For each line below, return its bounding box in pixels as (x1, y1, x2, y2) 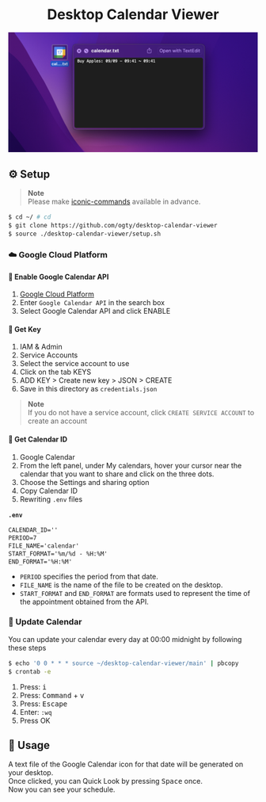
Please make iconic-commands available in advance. (27, 197, 201, 207)
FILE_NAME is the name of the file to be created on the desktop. (19, 580, 223, 590)
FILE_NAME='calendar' (8, 541, 80, 550)
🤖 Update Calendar (8, 617, 82, 628)
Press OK (19, 716, 51, 725)
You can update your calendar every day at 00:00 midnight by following (8, 634, 242, 644)
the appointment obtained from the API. (19, 597, 149, 606)
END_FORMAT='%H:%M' (8, 557, 73, 566)
